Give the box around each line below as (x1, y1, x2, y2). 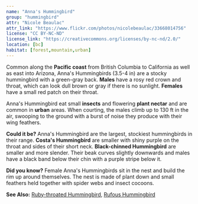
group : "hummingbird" (6, 14, 60, 20)
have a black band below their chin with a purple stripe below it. (6, 155, 162, 163)
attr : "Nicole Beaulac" (6, 20, 65, 25)
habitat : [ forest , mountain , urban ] (6, 47, 92, 53)
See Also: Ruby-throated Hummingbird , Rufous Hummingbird (6, 190, 155, 198)
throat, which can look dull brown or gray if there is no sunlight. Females (6, 82, 183, 89)
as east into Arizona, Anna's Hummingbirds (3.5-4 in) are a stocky (6, 69, 167, 77)
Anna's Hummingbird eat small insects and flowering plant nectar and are (6, 100, 187, 107)
